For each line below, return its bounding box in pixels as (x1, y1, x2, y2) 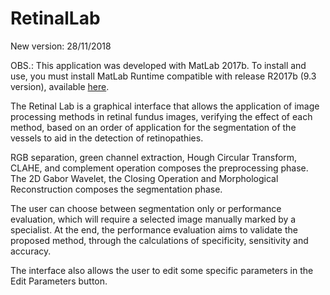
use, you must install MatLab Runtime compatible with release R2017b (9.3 (10, 70, 317, 82)
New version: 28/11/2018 (10, 40, 112, 52)
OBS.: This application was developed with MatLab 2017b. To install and (10, 59, 307, 71)
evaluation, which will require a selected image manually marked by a (10, 213, 297, 225)
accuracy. (10, 245, 52, 257)
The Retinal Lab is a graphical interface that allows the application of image (10, 100, 320, 112)
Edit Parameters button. (10, 275, 108, 287)
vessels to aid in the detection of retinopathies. (10, 132, 204, 144)
